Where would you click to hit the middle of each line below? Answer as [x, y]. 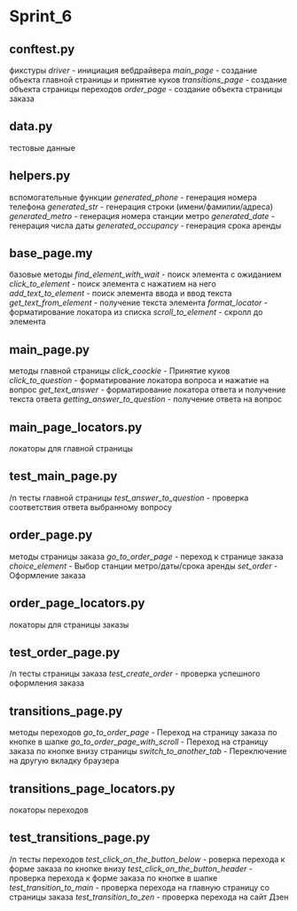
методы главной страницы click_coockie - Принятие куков [120, 371]
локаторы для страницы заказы [69, 624]
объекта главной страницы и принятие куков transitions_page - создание [148, 80]
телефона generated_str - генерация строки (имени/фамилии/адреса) [141, 207]
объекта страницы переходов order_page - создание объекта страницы [146, 89]
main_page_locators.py [76, 427]
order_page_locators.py [77, 604]
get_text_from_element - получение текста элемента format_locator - [138, 302]
